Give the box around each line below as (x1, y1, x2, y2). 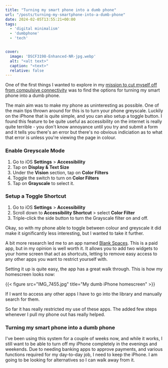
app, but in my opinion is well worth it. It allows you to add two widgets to (5, 245, 158, 251)
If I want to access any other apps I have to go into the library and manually (5, 291, 162, 297)
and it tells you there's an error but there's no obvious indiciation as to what (5, 129, 163, 135)
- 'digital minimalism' (10, 26, 60, 31)
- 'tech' (10, 36, 28, 41)
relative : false (10, 68, 44, 73)
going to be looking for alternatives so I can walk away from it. (5, 357, 135, 363)
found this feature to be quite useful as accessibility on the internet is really (5, 118, 162, 124)
